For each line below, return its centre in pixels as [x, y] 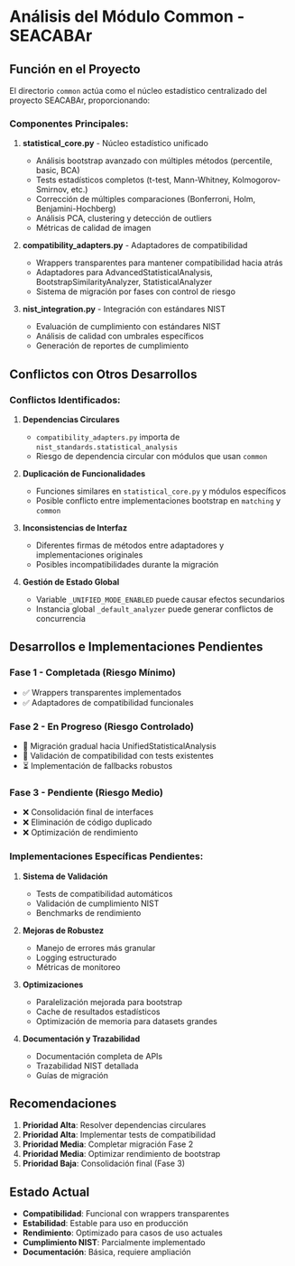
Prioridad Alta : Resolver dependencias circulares [114, 1125]
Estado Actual [50, 1192]
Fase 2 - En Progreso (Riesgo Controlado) [101, 726]
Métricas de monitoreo [78, 966]
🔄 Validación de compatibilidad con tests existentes [118, 755]
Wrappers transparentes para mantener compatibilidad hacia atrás [159, 263]
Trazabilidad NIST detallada [87, 1066]
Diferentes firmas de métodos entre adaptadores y [130, 545]
